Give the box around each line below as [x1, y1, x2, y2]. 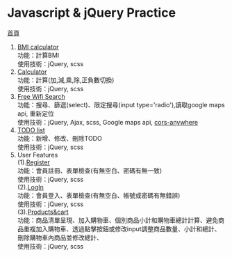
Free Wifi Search [17, 92, 66, 100]
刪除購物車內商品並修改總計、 [17, 233, 103, 242]
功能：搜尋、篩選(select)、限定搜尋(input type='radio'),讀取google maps [17, 100, 225, 109]
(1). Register [17, 158, 50, 166]
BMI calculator [17, 42, 59, 51]
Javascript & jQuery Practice [7, 5, 176, 21]
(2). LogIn [17, 182, 44, 191]
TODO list [17, 125, 45, 134]
